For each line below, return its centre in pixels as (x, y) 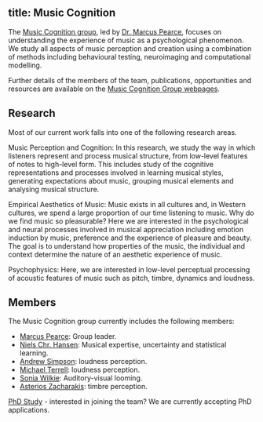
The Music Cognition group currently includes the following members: (121, 322)
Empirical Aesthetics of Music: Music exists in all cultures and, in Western (127, 204)
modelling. (25, 65)
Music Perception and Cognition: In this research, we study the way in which (132, 147)
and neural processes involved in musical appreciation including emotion (126, 229)
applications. (29, 410)
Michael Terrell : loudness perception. (79, 370)
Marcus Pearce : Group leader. (68, 337)
